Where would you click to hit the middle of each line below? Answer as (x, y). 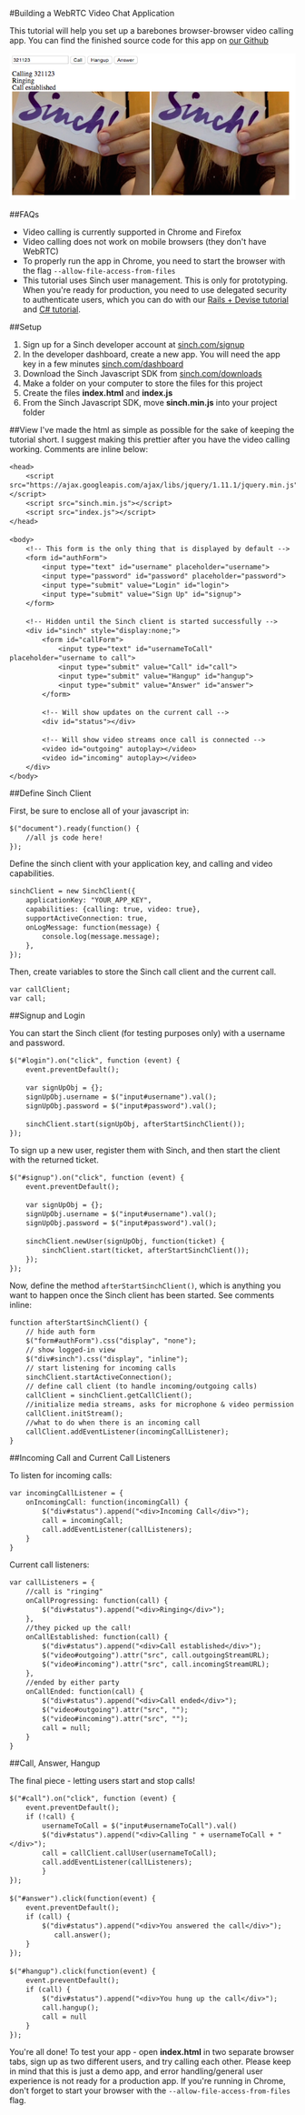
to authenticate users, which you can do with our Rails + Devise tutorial (155, 299)
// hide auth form (60, 1332)
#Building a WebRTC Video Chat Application (92, 13)
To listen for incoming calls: (61, 1475)
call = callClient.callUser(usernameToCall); (130, 1853)
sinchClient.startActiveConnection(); (99, 1377)
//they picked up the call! (79, 1627)
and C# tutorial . (52, 309)
